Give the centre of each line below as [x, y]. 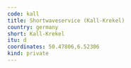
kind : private [28, 54]
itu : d [17, 40]
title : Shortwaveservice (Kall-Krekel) [66, 21]
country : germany [33, 27]
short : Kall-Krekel [36, 34]
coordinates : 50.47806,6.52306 [53, 47]
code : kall [23, 14]
